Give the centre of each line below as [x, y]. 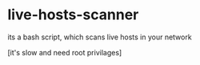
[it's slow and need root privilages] [65, 52]
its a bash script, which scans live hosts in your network [100, 37]
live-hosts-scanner [73, 15]
